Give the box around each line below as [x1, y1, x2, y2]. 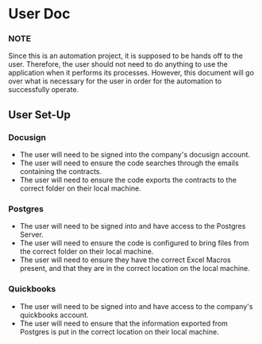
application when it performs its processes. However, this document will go [8, 68, 254, 78]
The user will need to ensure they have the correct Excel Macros [19, 255, 232, 265]
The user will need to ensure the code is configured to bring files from [19, 238, 249, 248]
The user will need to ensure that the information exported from [19, 319, 229, 328]
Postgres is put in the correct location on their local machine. [19, 327, 220, 336]
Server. [19, 230, 44, 239]
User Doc [8, 5, 71, 23]
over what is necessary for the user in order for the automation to [8, 76, 222, 86]
